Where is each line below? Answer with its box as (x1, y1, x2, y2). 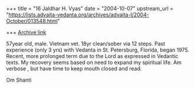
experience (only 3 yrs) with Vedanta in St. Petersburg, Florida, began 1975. (6, 46, 190, 53)
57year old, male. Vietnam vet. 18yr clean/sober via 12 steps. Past (6, 40, 166, 47)
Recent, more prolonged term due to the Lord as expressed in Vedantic (6, 53, 179, 59)
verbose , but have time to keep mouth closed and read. (6, 65, 143, 72)
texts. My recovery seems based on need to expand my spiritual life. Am (6, 59, 181, 66)
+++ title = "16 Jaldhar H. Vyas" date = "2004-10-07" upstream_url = (6, 5, 174, 12)
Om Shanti (6, 76, 32, 83)
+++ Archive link (6, 29, 47, 36)
